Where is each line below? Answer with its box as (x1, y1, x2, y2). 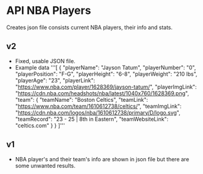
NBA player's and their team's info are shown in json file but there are (15, 155, 190, 162)
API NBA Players (6, 4, 91, 18)
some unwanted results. (15, 162, 76, 169)
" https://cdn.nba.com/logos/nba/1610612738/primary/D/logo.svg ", (15, 109, 181, 116)
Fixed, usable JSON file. (15, 57, 76, 64)
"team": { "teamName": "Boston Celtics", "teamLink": (15, 96, 148, 103)
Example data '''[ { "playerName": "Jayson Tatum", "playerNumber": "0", (15, 64, 196, 71)
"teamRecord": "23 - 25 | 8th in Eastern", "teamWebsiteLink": (15, 115, 169, 122)
